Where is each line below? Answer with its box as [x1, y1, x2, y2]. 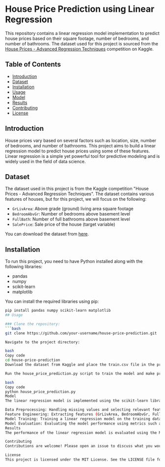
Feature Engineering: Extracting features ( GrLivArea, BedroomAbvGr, [5, 412, 151, 417]
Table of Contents [5, 60, 61, 69]
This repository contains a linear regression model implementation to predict [5, 30, 160, 36]
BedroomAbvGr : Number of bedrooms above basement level [12, 211, 130, 217]
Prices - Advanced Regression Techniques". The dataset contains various [5, 191, 154, 197]
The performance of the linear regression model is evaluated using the [5, 430, 157, 435]
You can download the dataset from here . [5, 231, 89, 237]
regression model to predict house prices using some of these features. [5, 148, 150, 154]
